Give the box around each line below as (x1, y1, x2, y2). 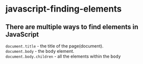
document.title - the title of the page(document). (5, 43, 103, 49)
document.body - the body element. (5, 48, 74, 54)
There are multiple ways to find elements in (5, 23, 139, 31)
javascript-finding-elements (5, 3, 122, 15)
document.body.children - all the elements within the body (5, 53, 121, 59)
